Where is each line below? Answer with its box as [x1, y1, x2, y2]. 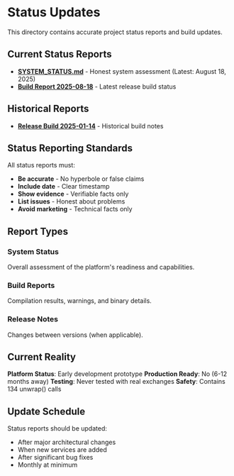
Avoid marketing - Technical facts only [17, 205, 133, 214]
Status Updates [7, 4, 101, 21]
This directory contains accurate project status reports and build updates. [7, 28, 223, 36]
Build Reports [7, 280, 55, 290]
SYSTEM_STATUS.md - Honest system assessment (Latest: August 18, [17, 67, 227, 75]
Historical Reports [7, 103, 89, 115]
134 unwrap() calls [7, 384, 62, 394]
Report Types [7, 225, 69, 238]
